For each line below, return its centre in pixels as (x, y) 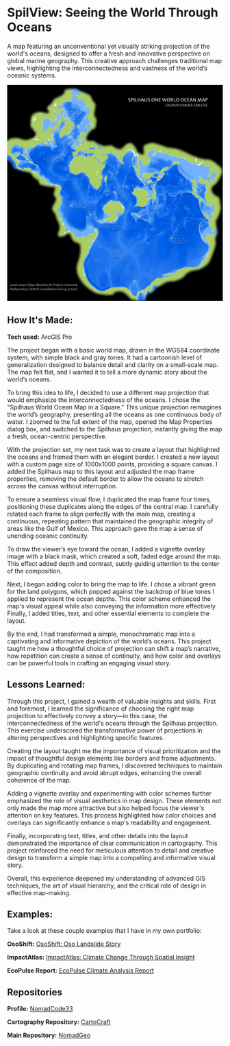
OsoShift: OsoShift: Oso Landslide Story (64, 944)
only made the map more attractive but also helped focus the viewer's (106, 808)
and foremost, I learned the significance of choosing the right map (101, 709)
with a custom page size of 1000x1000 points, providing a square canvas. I (112, 464)
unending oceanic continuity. (48, 536)
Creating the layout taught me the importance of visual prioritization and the (114, 751)
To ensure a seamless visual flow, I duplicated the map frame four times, (109, 499)
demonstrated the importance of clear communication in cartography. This (112, 843)
